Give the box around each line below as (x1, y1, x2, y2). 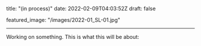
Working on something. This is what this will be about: (6, 34, 139, 40)
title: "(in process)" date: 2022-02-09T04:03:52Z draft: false (6, 5, 156, 12)
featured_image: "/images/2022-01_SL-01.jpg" (6, 17, 121, 23)
